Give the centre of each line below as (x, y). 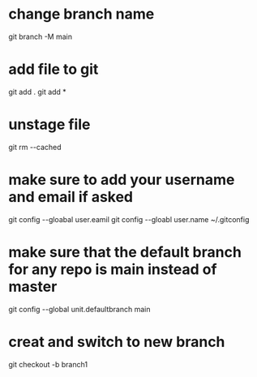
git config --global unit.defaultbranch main (79, 309)
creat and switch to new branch (117, 342)
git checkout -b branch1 (48, 364)
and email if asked (71, 197)
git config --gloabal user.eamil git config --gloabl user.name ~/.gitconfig (129, 219)
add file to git (54, 69)
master (33, 287)
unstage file (49, 124)
